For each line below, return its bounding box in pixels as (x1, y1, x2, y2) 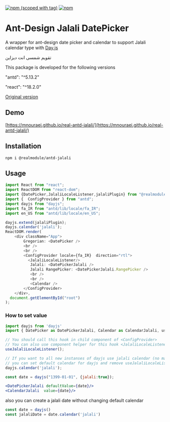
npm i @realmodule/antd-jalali (5, 155, 71, 161)
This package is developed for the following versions (5, 64, 115, 70)
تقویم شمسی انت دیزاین (5, 54, 52, 60)
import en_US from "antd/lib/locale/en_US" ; (5, 211, 101, 216)
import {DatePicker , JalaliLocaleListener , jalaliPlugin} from (5, 192, 137, 197)
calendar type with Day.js (5, 45, 58, 51)
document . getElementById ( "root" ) (10, 295, 80, 300)
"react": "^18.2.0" (5, 84, 41, 90)
